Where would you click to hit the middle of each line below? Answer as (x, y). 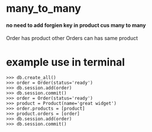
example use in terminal (65, 62)
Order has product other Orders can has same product (72, 38)
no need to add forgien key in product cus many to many (76, 25)
